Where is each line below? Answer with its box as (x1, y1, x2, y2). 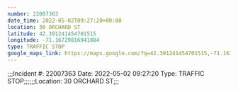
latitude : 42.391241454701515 (7, 30, 97, 38)
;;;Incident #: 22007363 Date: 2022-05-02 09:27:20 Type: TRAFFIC (7, 69, 205, 78)
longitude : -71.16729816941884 (7, 37, 100, 44)
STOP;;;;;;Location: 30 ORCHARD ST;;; (7, 76, 120, 85)
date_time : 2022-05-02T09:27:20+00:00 (7, 17, 122, 24)
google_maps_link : (7, 50, 62, 57)
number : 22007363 (7, 10, 59, 18)
